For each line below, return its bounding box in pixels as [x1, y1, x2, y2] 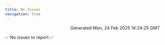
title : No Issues [5, 7, 41, 12]
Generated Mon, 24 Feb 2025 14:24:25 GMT [70, 25, 160, 30]
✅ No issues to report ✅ [5, 34, 54, 40]
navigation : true [5, 12, 41, 16]
